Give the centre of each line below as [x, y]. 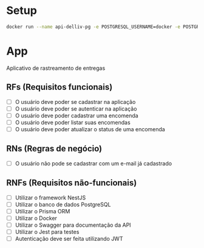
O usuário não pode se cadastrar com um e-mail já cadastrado [93, 163]
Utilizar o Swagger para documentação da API [73, 225]
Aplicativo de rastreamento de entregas [56, 68]
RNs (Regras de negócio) [54, 149]
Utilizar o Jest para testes [47, 232]
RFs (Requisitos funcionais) [59, 87]
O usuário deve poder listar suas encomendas [73, 122]
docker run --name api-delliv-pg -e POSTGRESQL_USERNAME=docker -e [93, 27]
